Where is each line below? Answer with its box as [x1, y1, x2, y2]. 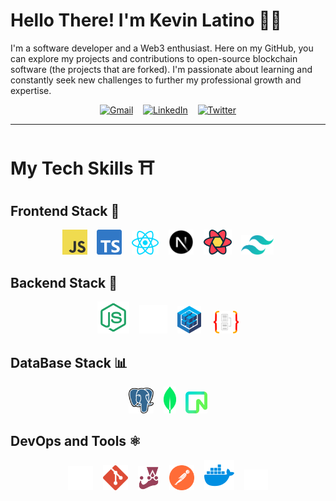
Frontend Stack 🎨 [10, 202, 120, 219]
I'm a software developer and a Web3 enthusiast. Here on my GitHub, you [10, 42, 314, 54]
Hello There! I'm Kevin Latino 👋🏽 [10, 9, 282, 32]
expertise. [10, 84, 52, 96]
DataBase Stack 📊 [10, 354, 128, 371]
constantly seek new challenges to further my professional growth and [10, 74, 302, 86]
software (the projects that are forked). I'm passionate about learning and [10, 63, 313, 75]
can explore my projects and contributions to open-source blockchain [10, 52, 298, 64]
